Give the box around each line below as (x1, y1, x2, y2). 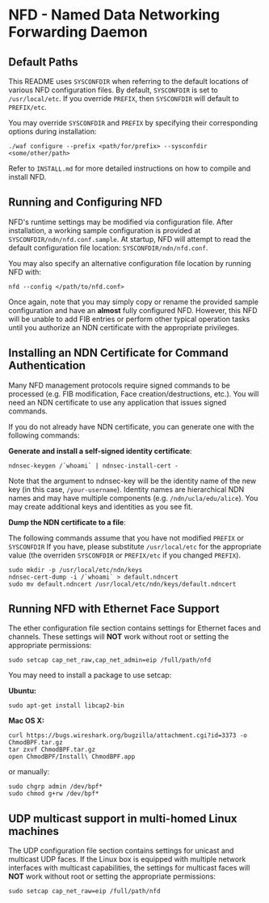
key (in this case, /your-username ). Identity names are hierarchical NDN (8, 484, 245, 494)
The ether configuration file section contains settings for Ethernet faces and (8, 623, 261, 633)
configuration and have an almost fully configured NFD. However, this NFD (8, 305, 258, 315)
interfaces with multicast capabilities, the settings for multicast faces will (8, 863, 250, 873)
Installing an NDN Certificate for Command (8, 346, 229, 360)
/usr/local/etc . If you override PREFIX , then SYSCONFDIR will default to (8, 94, 240, 103)
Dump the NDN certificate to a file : (8, 517, 127, 527)
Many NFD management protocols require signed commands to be (8, 380, 230, 390)
